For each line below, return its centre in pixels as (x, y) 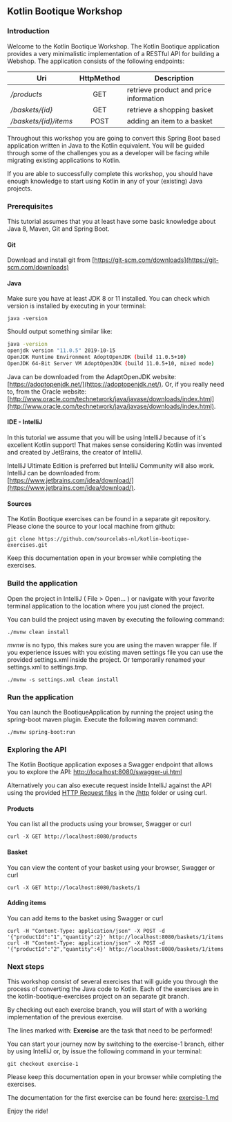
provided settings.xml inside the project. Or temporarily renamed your (106, 659)
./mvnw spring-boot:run (41, 732)
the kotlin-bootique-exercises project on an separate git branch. (98, 997)
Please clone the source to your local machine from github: (91, 527)
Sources (20, 503)
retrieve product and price (169, 89)
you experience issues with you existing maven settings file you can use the (115, 652)
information (145, 98)
